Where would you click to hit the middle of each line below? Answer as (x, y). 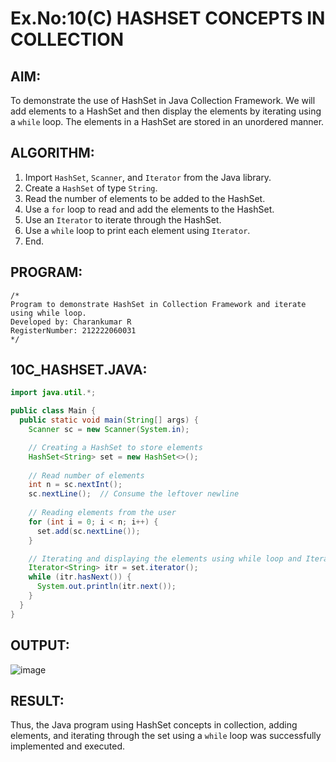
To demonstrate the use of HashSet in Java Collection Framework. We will (163, 100)
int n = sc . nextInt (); (75, 485)
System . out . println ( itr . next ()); (106, 587)
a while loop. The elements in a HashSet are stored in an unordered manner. (167, 121)
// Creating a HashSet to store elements (115, 447)
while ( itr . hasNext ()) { (80, 577)
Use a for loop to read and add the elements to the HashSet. (149, 209)
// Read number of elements (86, 475)
